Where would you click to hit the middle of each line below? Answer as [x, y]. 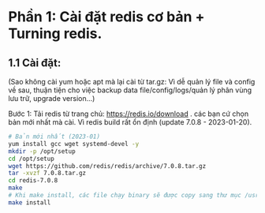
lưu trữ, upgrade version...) [52, 98]
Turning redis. [55, 34]
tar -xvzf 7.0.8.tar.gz [47, 174]
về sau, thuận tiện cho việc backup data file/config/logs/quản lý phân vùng [130, 90]
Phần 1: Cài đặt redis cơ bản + [106, 17]
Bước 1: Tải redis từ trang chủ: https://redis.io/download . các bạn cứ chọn [129, 114]
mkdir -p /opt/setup [42, 151]
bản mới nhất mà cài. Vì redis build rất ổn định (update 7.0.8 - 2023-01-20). [130, 122]
